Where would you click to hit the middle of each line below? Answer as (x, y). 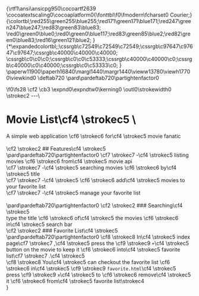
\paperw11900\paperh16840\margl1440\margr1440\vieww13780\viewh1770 (98, 71)
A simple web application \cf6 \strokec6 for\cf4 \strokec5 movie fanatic (94, 136)
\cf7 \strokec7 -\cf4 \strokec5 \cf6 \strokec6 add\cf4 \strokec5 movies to (96, 180)
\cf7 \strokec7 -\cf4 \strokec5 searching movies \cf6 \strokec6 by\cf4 (91, 167)
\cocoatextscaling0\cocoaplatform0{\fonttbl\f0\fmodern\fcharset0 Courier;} (99, 15)
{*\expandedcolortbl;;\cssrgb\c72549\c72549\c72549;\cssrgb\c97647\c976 (99, 46)
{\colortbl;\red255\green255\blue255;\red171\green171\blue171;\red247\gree (99, 21)
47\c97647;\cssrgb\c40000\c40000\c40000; (62, 52)
